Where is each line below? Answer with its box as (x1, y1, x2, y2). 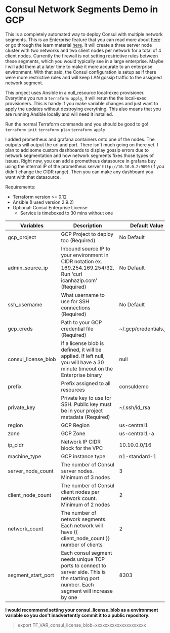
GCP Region (61, 422, 90, 429)
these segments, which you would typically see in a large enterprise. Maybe (5, 58, 164, 64)
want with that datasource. (5, 174, 61, 180)
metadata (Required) (61, 413, 110, 420)
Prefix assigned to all (61, 379, 111, 387)
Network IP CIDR (61, 438, 101, 445)
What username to (61, 291, 105, 298)
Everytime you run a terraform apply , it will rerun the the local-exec (5, 95, 147, 101)
